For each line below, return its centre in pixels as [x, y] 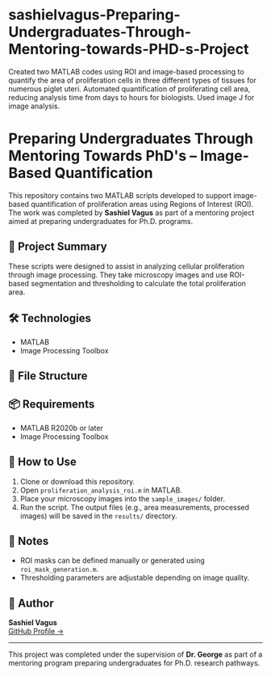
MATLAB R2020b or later [61, 428]
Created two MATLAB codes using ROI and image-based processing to [126, 71]
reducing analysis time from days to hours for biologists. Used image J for [131, 97]
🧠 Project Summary [58, 247]
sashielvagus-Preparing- [94, 15]
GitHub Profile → [36, 632]
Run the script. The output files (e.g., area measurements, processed [135, 507]
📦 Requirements [52, 405]
